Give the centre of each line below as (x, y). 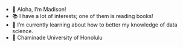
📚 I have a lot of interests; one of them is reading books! (82, 16)
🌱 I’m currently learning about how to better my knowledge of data (95, 25)
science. (23, 31)
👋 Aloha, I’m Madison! (39, 9)
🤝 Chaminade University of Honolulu (57, 37)
